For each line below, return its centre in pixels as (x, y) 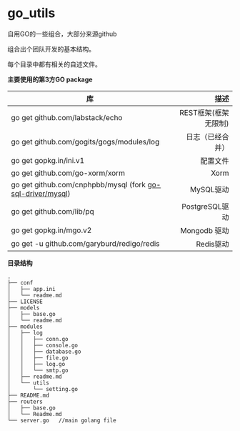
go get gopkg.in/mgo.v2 (51, 230)
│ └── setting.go (43, 389)
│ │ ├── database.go (44, 352)
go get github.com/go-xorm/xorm (68, 173)
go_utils (31, 13)
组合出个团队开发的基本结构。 (51, 49)
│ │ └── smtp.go (38, 370)
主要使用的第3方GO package (50, 79)
